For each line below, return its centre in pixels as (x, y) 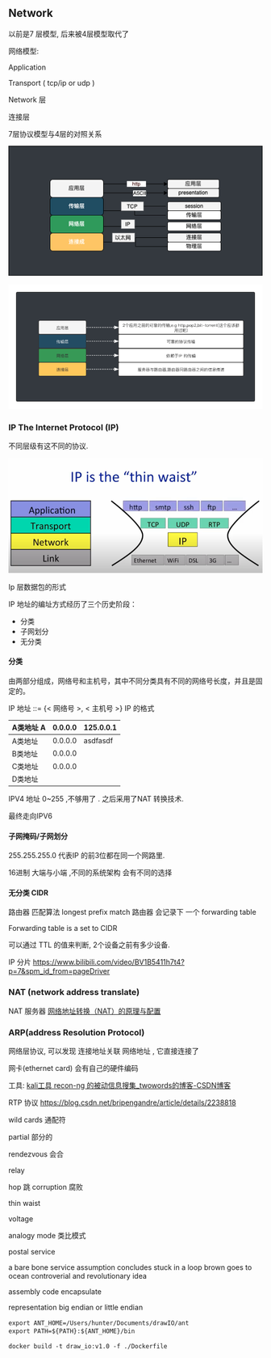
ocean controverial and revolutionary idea (78, 1276)
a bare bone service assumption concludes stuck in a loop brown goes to (130, 1267)
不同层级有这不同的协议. (48, 446)
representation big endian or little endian (76, 1307)
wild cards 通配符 (37, 1119)
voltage (21, 1218)
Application (27, 67)
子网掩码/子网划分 (38, 836)
